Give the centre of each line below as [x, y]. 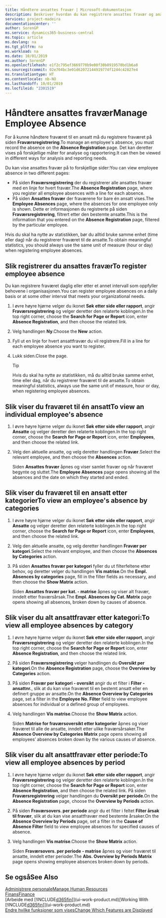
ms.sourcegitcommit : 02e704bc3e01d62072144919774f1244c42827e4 [72, 70]
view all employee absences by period [65, 763]
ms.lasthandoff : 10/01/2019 [34, 83]
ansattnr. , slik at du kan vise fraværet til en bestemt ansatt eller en [80, 688]
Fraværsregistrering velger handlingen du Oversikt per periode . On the [85, 796]
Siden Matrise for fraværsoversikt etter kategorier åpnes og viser [80, 723]
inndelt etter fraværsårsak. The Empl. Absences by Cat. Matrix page [82, 597]
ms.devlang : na [21, 42]
